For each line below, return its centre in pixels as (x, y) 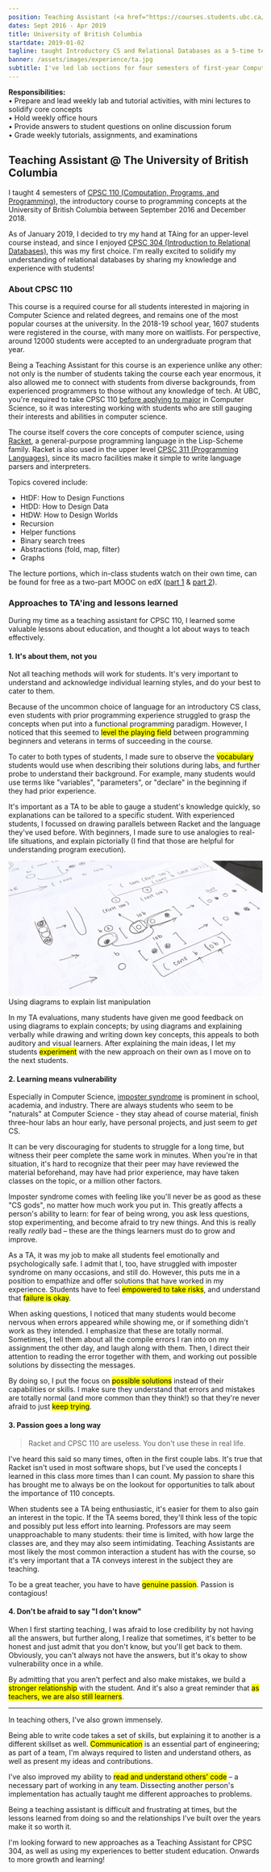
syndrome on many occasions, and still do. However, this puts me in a (124, 1272)
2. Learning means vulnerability (63, 1078)
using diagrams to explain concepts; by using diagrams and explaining (125, 1026)
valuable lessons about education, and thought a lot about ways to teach (129, 629)
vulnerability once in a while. (56, 1664)
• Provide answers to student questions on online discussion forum (120, 126)
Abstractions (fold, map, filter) (70, 549)
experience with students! (52, 268)
